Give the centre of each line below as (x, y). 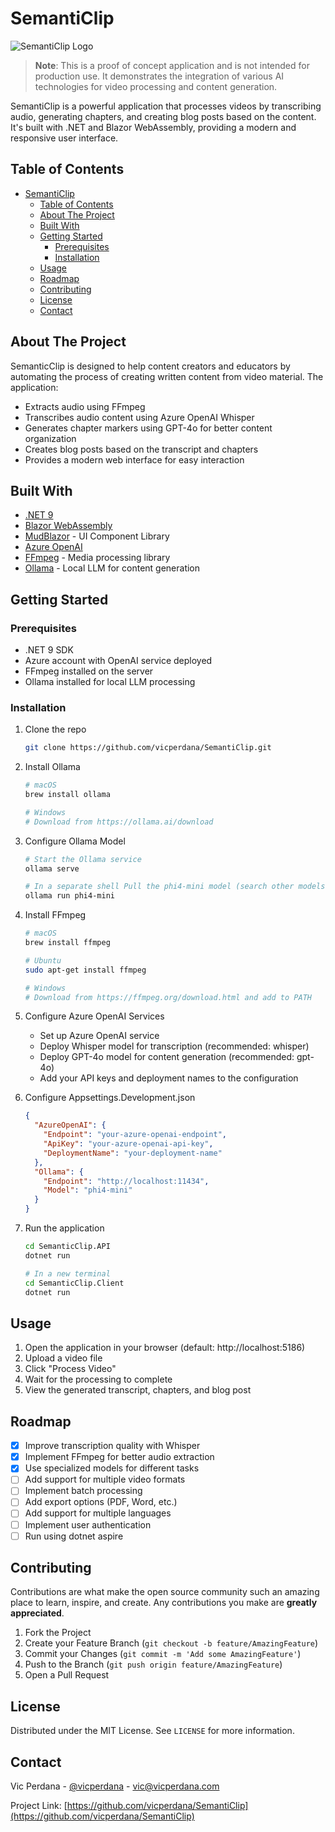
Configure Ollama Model (75, 841)
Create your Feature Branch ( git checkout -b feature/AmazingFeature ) (171, 1643)
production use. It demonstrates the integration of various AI (159, 76)
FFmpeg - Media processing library (97, 558)
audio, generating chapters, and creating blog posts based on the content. (163, 116)
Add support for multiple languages (98, 1513)
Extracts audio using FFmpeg (85, 406)
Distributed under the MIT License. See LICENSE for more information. (152, 1731)
